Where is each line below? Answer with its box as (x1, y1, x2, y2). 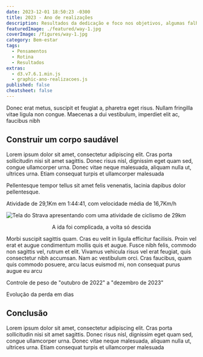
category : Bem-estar (6, 37, 59, 43)
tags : (6, 43, 20, 49)
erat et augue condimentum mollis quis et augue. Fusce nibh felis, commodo (6, 241, 196, 249)
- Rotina (11, 54, 34, 60)
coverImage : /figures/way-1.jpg (6, 31, 88, 38)
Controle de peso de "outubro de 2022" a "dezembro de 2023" (6, 279, 164, 286)
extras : (6, 65, 26, 71)
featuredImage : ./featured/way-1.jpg (6, 25, 101, 32)
